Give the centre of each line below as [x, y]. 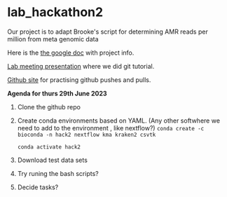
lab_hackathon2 [55, 12]
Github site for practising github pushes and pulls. [79, 80]
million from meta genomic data [53, 39]
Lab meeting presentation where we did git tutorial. [81, 66]
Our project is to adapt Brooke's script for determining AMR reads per [108, 32]
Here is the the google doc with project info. [71, 53]
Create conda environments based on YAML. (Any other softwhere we [119, 121]
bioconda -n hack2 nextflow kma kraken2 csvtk [87, 135]
